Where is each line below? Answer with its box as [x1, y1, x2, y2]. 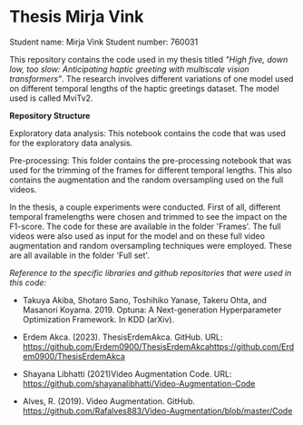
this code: [9, 277, 47, 288]
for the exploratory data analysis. [9, 137, 133, 148]
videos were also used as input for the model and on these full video [9, 230, 266, 242]
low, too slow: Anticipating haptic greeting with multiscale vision [9, 64, 249, 74]
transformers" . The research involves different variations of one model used [9, 73, 294, 84]
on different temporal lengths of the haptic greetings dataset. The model [9, 83, 279, 94]
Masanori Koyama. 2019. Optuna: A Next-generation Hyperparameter [22, 304, 282, 315]
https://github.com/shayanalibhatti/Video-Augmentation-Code [22, 378, 256, 389]
